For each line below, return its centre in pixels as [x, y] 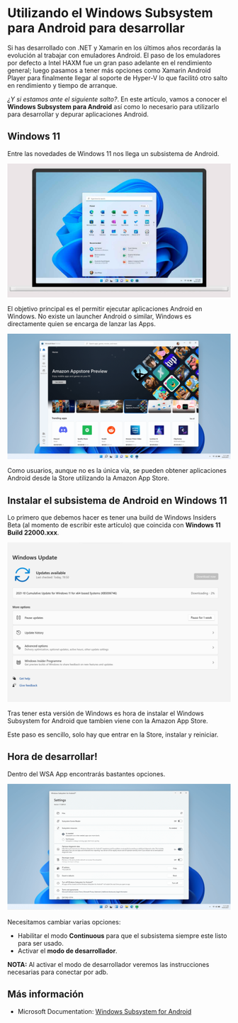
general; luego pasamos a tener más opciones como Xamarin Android [109, 70]
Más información [46, 994]
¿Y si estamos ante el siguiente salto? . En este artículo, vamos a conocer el [117, 99]
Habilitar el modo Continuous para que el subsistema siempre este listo [122, 935]
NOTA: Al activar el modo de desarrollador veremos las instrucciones [108, 964]
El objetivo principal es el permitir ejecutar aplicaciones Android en [105, 308]
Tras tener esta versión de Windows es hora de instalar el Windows [106, 713]
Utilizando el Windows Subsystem [110, 13]
